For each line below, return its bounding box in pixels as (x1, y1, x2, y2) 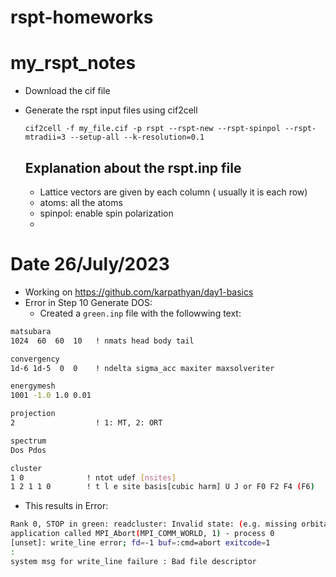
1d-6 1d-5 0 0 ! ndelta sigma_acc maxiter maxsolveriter (10, 363, 275, 373)
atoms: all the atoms (39, 196, 123, 208)
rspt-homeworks (10, 6, 154, 29)
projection (10, 409, 56, 419)
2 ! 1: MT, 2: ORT (10, 418, 163, 428)
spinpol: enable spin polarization (39, 207, 174, 219)
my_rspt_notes (10, 52, 137, 75)
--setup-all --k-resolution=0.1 (69, 132, 205, 143)
